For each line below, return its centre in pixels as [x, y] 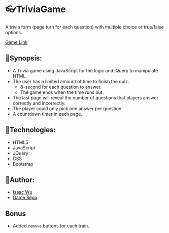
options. [14, 32]
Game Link [16, 42]
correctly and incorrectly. [39, 103]
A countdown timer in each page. [47, 114]
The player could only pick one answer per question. [67, 108]
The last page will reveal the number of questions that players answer [86, 97]
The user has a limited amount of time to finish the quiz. [71, 81]
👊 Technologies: [30, 130]
